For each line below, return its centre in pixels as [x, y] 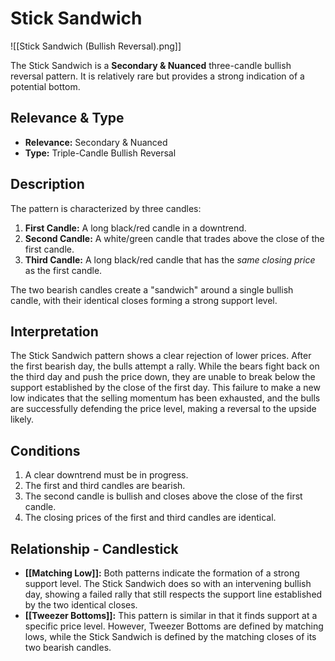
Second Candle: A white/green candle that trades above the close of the [174, 238]
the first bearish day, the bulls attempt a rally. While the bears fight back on [165, 366]
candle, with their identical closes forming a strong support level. [144, 300]
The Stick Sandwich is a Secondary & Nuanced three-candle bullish [151, 65]
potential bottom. [45, 86]
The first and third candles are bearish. [105, 486]
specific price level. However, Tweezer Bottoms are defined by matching [174, 626]
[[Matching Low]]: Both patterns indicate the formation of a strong [162, 573]
